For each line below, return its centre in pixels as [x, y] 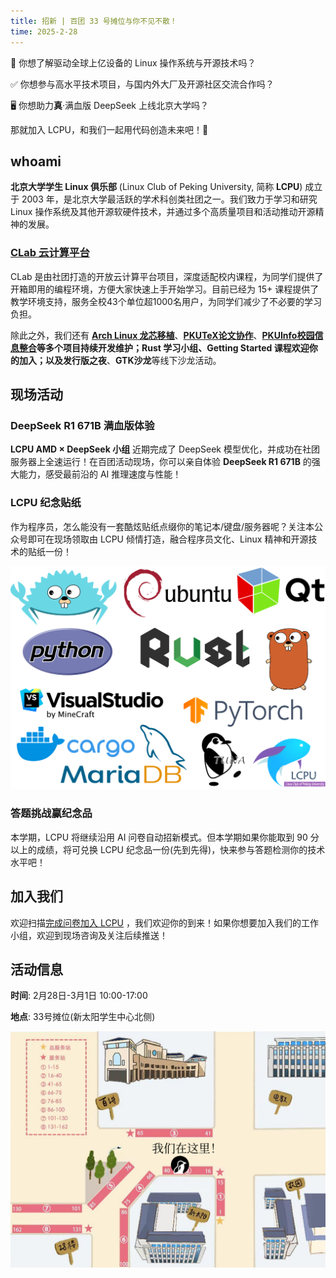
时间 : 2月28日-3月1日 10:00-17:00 [79, 996]
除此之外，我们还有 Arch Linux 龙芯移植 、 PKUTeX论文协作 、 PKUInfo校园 [162, 335]
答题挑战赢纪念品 [51, 813]
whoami [36, 161]
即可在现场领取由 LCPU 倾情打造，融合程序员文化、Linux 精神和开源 [168, 539]
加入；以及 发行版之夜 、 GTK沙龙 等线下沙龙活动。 [120, 360]
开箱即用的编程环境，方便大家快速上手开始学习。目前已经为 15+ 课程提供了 [165, 289]
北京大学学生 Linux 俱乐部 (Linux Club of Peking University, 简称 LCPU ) [156, 187]
